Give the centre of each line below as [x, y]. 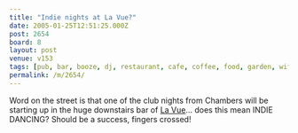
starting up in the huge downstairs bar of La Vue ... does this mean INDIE [141, 110]
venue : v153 [31, 59]
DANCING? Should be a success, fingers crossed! [100, 119]
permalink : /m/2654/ [47, 75]
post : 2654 [29, 34]
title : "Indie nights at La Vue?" [73, 17]
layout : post [33, 51]
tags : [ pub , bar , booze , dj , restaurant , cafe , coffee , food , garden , [142, 67]
